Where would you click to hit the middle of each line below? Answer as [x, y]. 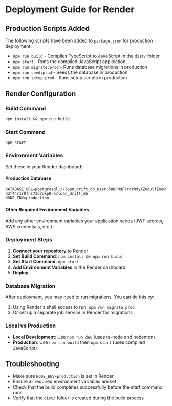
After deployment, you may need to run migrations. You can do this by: [80, 297]
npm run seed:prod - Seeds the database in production [70, 72]
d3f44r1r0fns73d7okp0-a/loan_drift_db [47, 194]
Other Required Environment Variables [47, 210]
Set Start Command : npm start [46, 261]
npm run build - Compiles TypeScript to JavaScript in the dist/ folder [86, 56]
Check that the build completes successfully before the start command [88, 387]
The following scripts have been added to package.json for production [79, 40]
